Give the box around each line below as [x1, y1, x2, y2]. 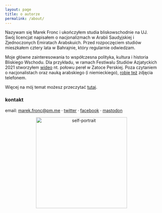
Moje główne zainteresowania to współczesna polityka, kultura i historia [5, 54, 149, 60]
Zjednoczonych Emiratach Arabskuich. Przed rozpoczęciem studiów [5, 40, 142, 46]
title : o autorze [5, 12, 40, 16]
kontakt [5, 97, 24, 103]
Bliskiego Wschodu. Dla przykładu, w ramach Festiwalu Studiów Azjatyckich [5, 59, 158, 66]
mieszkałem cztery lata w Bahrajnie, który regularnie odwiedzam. [5, 45, 136, 51]
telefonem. [5, 75, 27, 81]
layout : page [5, 7, 32, 12]
